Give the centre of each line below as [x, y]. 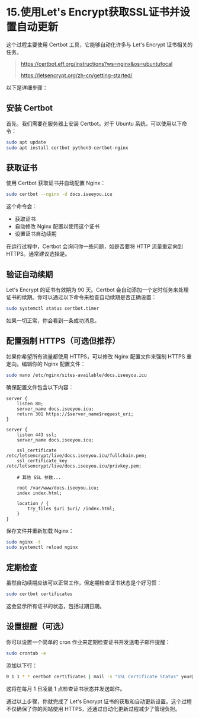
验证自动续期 [30, 274]
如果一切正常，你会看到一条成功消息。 [53, 320]
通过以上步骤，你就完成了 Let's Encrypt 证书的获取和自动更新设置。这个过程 [99, 701]
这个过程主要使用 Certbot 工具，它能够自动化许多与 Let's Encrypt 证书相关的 [99, 45]
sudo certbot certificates [39, 594]
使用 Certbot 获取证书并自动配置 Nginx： [56, 183]
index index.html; [39, 493]
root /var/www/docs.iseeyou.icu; [58, 488]
